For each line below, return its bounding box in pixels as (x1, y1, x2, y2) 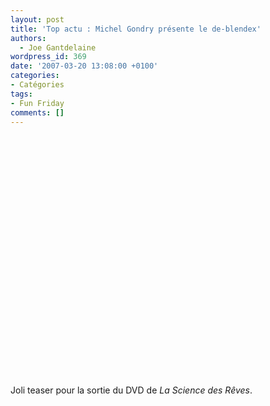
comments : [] (10, 107, 65, 118)
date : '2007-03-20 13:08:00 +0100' (10, 61, 159, 71)
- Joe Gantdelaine (19, 42, 97, 53)
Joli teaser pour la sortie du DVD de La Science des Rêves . (10, 384, 253, 396)
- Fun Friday (10, 98, 65, 108)
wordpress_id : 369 (10, 52, 87, 62)
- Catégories (10, 80, 65, 90)
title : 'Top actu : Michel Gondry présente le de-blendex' (10, 24, 262, 34)
